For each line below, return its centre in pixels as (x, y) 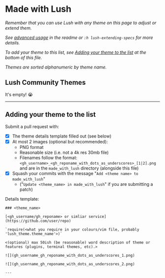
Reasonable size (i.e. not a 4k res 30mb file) (64, 152)
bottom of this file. (24, 57)
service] (97, 216)
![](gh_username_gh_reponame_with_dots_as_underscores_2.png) (70, 264)
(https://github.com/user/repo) (38, 221)
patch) (26, 189)
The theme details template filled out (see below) (62, 136)
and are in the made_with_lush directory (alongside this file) (79, 168)
